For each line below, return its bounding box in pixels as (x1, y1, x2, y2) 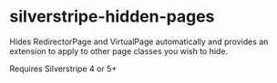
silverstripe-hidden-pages (9, 6, 215, 27)
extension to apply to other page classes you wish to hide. (9, 45, 229, 56)
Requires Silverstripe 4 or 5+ (9, 63, 118, 74)
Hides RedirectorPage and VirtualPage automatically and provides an (9, 36, 269, 47)
